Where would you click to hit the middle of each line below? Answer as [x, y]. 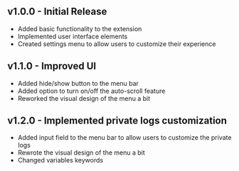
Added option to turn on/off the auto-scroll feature [91, 91]
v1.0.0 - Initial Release [57, 12]
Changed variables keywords [60, 160]
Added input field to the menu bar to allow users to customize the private [124, 138]
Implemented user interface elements [73, 36]
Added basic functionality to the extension [80, 28]
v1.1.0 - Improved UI [52, 66]
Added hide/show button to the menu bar [78, 83]
